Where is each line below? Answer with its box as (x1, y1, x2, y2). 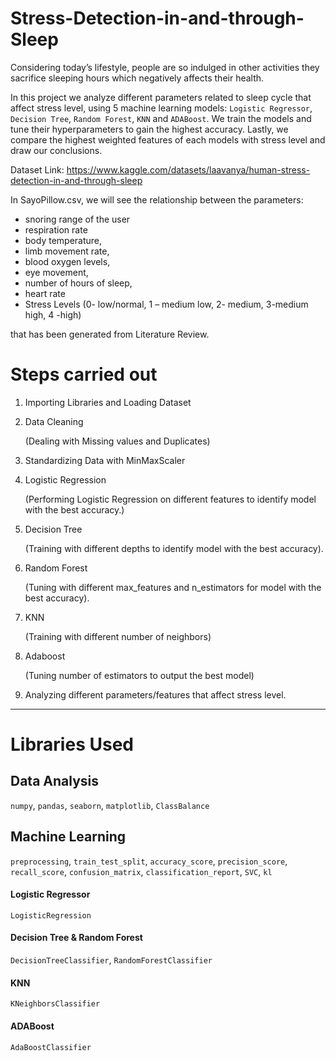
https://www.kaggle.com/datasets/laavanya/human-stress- (66, 163, 311, 176)
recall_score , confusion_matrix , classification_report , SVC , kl (10, 865, 273, 877)
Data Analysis (10, 773, 100, 790)
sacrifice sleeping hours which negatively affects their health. (10, 72, 265, 84)
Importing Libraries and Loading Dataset (24, 396, 192, 408)
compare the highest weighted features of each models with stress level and (10, 133, 326, 146)
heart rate (24, 287, 66, 299)
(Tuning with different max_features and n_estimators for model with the (24, 581, 322, 593)
